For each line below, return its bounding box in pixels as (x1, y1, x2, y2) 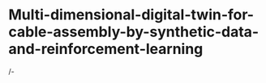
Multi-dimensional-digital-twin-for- (8, 6, 254, 24)
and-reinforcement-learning (8, 40, 204, 58)
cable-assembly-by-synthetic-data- (8, 23, 260, 41)
